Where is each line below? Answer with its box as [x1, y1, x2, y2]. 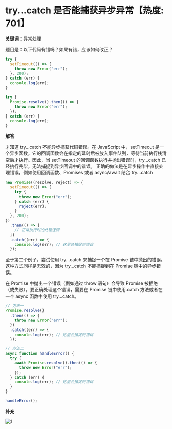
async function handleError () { [5, 351, 74, 356]
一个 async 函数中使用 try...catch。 [5, 293, 79, 299]
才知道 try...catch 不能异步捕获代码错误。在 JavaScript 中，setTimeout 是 [5, 144, 160, 150]
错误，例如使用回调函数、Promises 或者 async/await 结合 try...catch [9, 170, 153, 176]
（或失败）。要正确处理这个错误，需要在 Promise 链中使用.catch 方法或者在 [5, 287, 163, 293]
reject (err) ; [18, 204, 47, 209]
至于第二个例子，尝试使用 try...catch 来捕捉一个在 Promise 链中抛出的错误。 [5, 257, 165, 263]
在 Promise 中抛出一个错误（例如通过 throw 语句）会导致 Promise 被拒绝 [5, 280, 158, 286]
